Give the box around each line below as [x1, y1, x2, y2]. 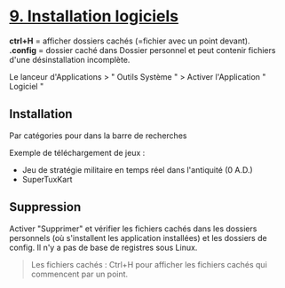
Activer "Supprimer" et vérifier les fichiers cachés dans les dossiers [9, 223, 257, 234]
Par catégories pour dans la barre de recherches [9, 130, 187, 141]
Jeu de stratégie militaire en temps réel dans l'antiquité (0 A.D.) [21, 164, 253, 175]
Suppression [9, 199, 82, 214]
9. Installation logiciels [9, 6, 179, 27]
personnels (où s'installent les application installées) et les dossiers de [9, 232, 268, 243]
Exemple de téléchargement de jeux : [9, 147, 146, 158]
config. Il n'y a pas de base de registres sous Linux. [9, 242, 198, 253]
